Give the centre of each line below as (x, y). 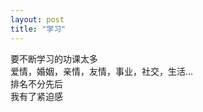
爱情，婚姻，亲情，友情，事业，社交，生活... (102, 71)
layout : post (37, 19)
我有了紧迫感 (36, 96)
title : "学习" (38, 29)
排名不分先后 (36, 83)
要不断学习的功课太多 (54, 58)
